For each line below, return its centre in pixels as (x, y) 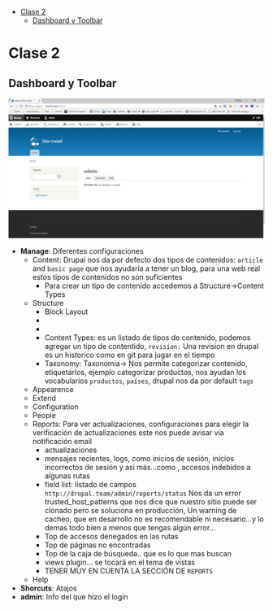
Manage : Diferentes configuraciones (82, 251)
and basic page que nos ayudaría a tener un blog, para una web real (146, 268)
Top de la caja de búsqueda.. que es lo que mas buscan (138, 553)
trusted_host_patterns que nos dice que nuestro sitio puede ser (151, 501)
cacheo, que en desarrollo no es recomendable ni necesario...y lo (154, 519)
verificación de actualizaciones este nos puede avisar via (128, 432)
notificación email (62, 441)
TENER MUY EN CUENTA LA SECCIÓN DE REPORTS (129, 571)
